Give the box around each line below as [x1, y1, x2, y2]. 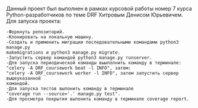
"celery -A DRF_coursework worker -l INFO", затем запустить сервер [6, 70, 179, 76]
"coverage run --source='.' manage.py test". [6, 91, 120, 97]
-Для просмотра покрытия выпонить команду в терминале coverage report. [6, 96, 190, 102]
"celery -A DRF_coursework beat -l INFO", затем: [6, 65, 132, 71]
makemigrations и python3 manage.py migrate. [6, 50, 120, 55]
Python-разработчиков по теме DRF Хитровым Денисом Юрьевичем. [6, 11, 184, 18]
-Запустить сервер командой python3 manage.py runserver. [6, 55, 152, 61]
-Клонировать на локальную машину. [6, 34, 94, 40]
